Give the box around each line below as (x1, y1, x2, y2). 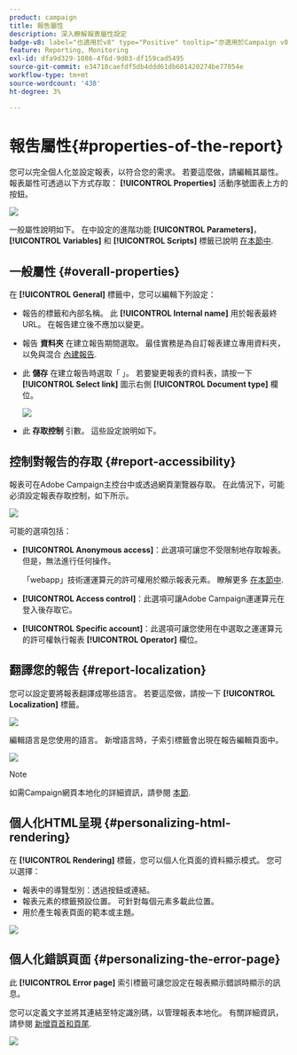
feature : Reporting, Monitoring (9, 46, 129, 55)
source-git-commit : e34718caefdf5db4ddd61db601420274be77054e (9, 63, 244, 72)
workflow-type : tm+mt (9, 71, 90, 80)
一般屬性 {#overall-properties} (9, 263, 180, 279)
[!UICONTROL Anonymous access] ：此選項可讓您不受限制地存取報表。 (21, 544, 286, 555)
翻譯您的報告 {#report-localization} (9, 662, 207, 678)
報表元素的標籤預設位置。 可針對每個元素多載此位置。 (21, 895, 219, 906)
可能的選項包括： (9, 526, 72, 536)
